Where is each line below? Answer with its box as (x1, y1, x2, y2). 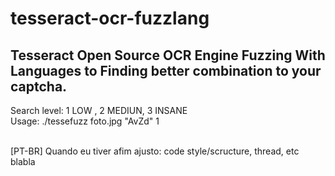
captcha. (10, 78, 68, 95)
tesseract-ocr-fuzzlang (10, 7, 210, 30)
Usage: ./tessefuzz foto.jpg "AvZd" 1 (10, 115, 160, 127)
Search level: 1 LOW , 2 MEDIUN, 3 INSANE (10, 105, 188, 116)
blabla (10, 156, 36, 167)
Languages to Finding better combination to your (10, 62, 322, 79)
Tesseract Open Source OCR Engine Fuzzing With (10, 47, 326, 64)
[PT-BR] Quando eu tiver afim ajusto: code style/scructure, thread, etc (10, 145, 300, 157)
